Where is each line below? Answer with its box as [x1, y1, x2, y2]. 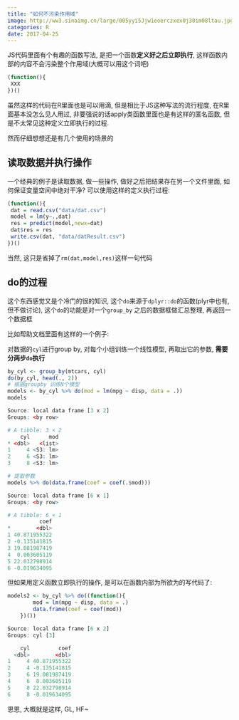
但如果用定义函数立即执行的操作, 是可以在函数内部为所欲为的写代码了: [7, 578, 213, 587]
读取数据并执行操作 [7, 157, 92, 169]
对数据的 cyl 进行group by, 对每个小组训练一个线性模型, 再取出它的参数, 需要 [7, 345, 228, 353]
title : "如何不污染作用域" [7, 10, 79, 18]
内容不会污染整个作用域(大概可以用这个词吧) [19, 60, 149, 68]
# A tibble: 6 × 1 [7, 511, 62, 518]
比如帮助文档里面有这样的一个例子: [7, 329, 110, 338]
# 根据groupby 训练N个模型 [7, 381, 80, 388]
